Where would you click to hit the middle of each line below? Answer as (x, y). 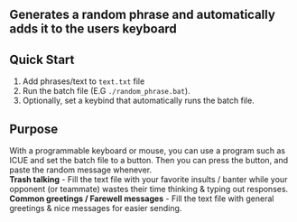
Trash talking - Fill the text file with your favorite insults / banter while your (148, 180)
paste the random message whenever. (81, 170)
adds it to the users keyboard (93, 29)
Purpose (34, 129)
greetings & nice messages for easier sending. (96, 208)
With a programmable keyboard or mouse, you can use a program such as (148, 151)
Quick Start (42, 59)
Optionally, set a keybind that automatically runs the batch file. (138, 101)
